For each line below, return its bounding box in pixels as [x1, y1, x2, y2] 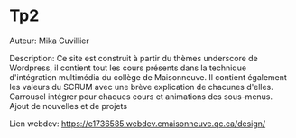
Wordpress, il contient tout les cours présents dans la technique [9, 62, 246, 73]
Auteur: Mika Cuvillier [9, 35, 89, 46]
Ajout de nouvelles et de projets [9, 100, 128, 111]
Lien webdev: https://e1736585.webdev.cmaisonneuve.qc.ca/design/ [9, 118, 266, 129]
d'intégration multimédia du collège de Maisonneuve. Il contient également [9, 71, 287, 82]
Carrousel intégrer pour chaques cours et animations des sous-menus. [9, 91, 273, 102]
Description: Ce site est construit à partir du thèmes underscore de [9, 52, 259, 63]
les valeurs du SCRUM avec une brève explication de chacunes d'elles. [9, 81, 273, 92]
